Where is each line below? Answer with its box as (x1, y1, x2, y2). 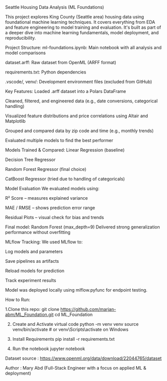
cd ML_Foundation (54, 311, 93, 317)
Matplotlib (5, 118, 26, 124)
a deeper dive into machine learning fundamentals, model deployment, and (5, 30, 159, 35)
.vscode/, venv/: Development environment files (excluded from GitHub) (5, 79, 153, 84)
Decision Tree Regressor (5, 156, 56, 162)
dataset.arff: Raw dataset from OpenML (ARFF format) (5, 60, 117, 65)
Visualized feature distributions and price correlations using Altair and (5, 113, 148, 119)
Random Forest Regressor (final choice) (5, 166, 86, 172)
